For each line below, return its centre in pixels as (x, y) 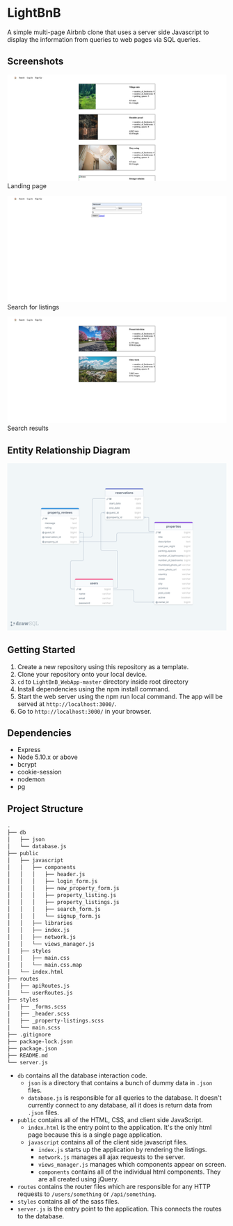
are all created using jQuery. (79, 1179)
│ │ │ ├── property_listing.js (62, 896)
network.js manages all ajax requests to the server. (112, 1157)
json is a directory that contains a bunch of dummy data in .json (120, 1083)
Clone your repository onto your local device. (82, 674)
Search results (28, 428)
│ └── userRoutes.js (40, 993)
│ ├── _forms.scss (37, 1007)
